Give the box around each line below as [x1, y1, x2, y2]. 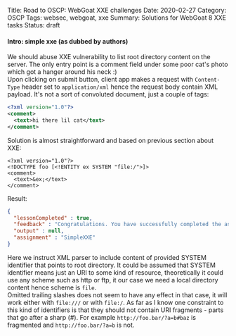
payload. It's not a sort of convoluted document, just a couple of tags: [7, 90, 209, 99]
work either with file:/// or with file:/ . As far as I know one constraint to [7, 298, 224, 306]
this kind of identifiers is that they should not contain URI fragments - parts [7, 306, 224, 314]
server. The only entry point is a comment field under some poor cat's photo [7, 60, 228, 69]
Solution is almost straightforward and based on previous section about [7, 136, 214, 144]
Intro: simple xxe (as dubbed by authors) [7, 37, 129, 45]
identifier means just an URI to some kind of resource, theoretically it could [7, 268, 223, 277]
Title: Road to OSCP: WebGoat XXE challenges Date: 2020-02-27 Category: [7, 6, 227, 14]
